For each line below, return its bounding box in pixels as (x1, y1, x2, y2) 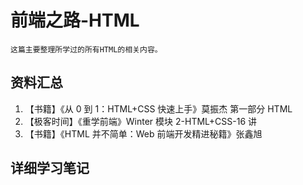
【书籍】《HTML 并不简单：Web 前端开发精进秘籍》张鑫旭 (24, 127, 263, 140)
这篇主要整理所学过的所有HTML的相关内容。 (10, 44, 163, 55)
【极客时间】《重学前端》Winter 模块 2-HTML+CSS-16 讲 (24, 115, 258, 127)
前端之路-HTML (10, 9, 140, 32)
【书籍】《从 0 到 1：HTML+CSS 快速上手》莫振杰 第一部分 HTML (24, 102, 293, 115)
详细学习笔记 (10, 160, 90, 177)
